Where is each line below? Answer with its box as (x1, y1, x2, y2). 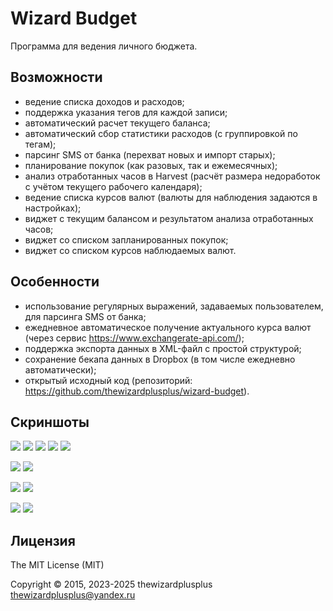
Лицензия (10, 532, 76, 549)
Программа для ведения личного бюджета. (10, 40, 198, 52)
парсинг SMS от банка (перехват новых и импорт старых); (24, 148, 276, 161)
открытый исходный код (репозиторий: (24, 374, 193, 386)
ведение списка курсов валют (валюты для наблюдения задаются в (24, 191, 318, 203)
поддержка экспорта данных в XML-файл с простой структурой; (24, 342, 302, 354)
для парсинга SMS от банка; (24, 310, 147, 322)
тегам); (24, 138, 57, 150)
